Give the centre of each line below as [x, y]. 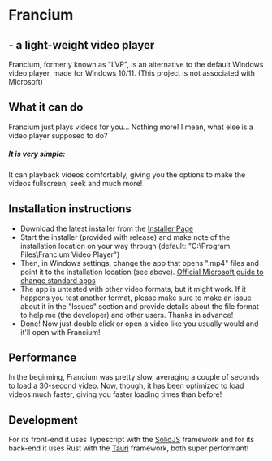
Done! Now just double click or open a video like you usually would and [139, 324]
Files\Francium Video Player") [70, 254]
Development [43, 420]
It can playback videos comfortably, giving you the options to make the [127, 174]
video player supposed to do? [58, 135]
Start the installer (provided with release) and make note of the [125, 237]
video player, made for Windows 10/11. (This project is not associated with [132, 73]
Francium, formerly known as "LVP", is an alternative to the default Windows [136, 64]
